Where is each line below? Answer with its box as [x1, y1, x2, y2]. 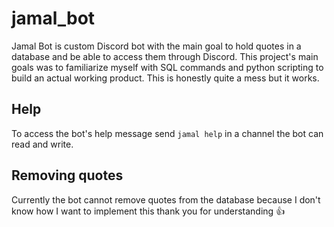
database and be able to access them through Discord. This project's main [11, 50, 319, 62]
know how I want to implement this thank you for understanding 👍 [11, 205, 286, 217]
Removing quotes [11, 167, 124, 184]
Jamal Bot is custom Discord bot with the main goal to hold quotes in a [11, 40, 302, 52]
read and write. [11, 138, 74, 150]
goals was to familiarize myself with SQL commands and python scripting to [11, 61, 324, 73]
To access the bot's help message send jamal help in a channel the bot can [11, 127, 324, 139]
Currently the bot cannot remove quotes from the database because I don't [11, 193, 321, 206]
